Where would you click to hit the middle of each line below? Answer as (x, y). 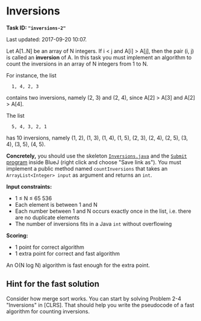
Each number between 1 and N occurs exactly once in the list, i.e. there (103, 211)
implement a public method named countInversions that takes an (87, 168)
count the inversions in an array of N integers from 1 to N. (77, 64)
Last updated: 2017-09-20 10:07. (47, 39)
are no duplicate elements (47, 217)
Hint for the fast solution (53, 284)
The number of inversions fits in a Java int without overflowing (93, 224)
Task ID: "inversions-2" (36, 28)
